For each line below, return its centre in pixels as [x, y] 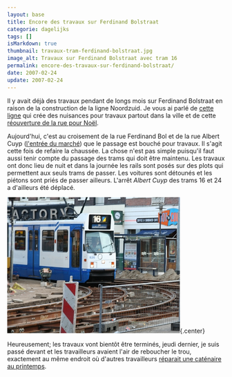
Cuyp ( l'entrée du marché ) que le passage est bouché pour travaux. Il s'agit [115, 143]
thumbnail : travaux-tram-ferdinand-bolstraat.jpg [80, 51]
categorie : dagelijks [38, 29]
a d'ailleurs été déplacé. [41, 187]
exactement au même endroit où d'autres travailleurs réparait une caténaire [115, 358]
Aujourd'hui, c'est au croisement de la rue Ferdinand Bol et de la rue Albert [113, 136]
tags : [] [20, 37]
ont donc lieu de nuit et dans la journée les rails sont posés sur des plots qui [115, 165]
